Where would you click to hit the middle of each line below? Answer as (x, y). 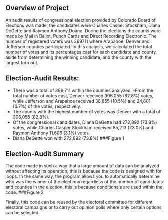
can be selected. (23, 213)
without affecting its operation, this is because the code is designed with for (83, 171)
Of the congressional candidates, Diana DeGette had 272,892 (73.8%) (85, 122)
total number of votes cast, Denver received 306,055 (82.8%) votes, (83, 96)
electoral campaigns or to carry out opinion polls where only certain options (83, 207)
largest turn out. (22, 62)
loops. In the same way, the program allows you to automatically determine (83, 176)
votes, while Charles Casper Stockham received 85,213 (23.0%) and (83, 127)
